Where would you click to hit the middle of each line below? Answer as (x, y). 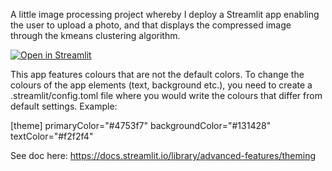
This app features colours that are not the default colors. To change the (157, 74)
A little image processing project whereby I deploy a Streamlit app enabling (165, 14)
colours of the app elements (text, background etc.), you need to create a (161, 85)
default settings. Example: (64, 106)
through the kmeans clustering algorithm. (95, 35)
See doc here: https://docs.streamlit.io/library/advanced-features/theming (163, 155)
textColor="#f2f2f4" (52, 136)
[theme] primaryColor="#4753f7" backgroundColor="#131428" (141, 125)
